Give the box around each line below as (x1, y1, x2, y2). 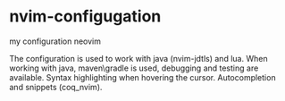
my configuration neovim (9, 36, 101, 46)
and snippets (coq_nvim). (9, 81, 103, 92)
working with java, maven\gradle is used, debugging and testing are (9, 63, 259, 73)
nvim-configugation (9, 6, 162, 27)
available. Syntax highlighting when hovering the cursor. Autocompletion (9, 72, 276, 82)
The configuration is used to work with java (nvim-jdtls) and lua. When (9, 53, 268, 63)
